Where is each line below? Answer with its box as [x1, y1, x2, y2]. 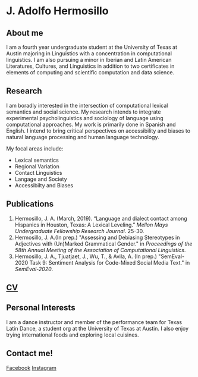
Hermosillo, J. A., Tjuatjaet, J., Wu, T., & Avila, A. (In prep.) [14, 253, 158, 260]
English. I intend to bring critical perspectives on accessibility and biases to [6, 127, 191, 134]
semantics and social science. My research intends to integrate [6, 108, 161, 115]
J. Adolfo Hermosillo [6, 4, 109, 18]
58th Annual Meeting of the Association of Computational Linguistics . [14, 246, 186, 253]
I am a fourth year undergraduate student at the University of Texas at [6, 43, 177, 51]
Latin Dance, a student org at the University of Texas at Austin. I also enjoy [6, 325, 189, 332]
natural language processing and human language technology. [6, 133, 159, 140]
